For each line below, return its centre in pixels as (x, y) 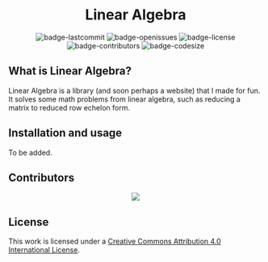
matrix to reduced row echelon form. (69, 107)
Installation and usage (65, 133)
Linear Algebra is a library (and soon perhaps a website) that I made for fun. (134, 90)
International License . (44, 250)
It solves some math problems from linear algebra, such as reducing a (124, 99)
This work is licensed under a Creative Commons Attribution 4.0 (115, 241)
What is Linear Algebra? (70, 71)
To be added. (30, 152)
